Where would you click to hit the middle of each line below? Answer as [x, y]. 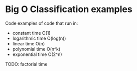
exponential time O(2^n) [37, 54]
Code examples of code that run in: [42, 23]
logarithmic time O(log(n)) [39, 38]
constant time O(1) [32, 33]
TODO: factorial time [26, 64]
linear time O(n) [29, 43]
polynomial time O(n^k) [36, 49]
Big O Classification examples [69, 9]
